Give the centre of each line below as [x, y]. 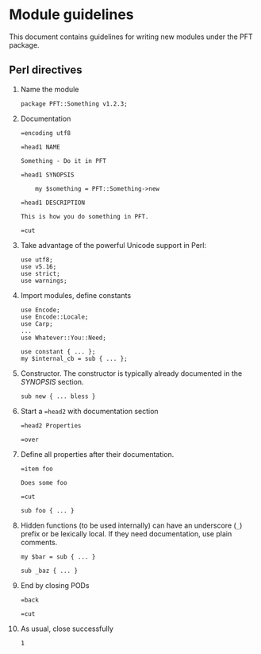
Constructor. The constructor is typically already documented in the [131, 373]
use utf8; [37, 260]
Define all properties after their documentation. [97, 454]
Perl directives [46, 70]
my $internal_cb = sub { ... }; [74, 358]
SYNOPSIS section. [52, 381]
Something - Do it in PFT [63, 161]
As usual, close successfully [67, 629]
